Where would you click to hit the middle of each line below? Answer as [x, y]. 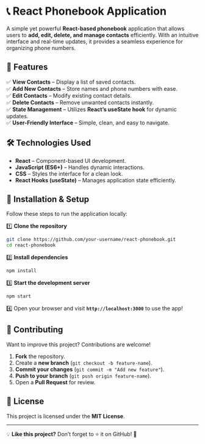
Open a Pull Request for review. [55, 382]
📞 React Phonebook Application [86, 11]
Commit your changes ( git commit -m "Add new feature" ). [90, 369]
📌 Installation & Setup [48, 199]
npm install [21, 271]
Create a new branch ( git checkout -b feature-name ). [84, 363]
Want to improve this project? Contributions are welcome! [79, 344]
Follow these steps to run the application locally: [67, 214]
